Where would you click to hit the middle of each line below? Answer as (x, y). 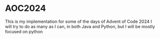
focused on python (24, 31)
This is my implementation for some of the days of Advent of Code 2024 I (79, 21)
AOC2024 (25, 8)
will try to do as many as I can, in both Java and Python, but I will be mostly (80, 26)
